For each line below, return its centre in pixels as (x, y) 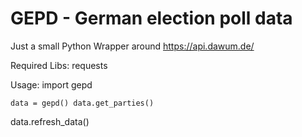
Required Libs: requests (59, 65)
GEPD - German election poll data (151, 18)
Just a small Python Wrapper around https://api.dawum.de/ (132, 46)
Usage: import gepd (51, 84)
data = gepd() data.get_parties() (82, 103)
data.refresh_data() (50, 121)
